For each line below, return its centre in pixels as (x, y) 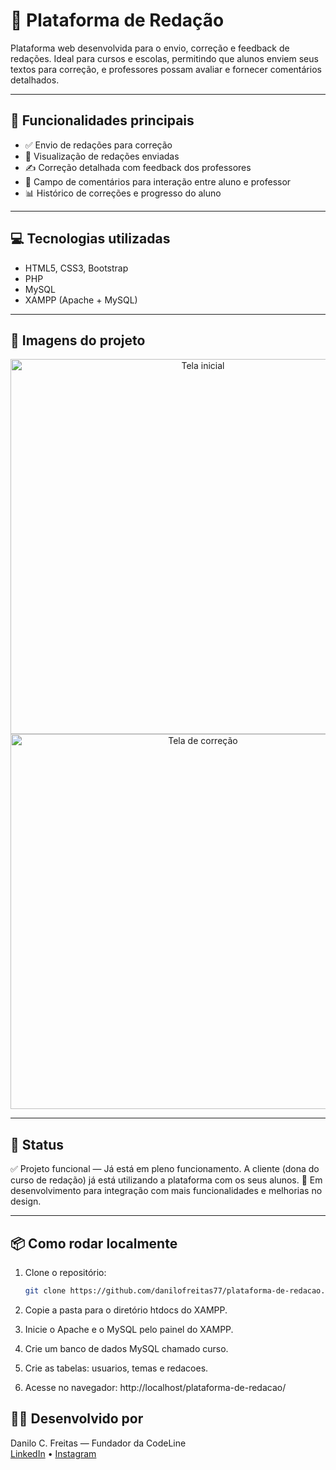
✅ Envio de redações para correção (98, 145)
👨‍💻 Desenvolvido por (77, 1419)
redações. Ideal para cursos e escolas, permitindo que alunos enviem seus (164, 58)
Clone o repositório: (65, 1272)
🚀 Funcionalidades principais (102, 120)
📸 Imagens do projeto (78, 340)
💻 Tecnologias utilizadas (90, 239)
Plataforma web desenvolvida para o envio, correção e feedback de (150, 48)
